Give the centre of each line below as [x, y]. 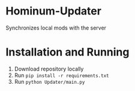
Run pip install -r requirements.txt [61, 75]
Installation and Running [67, 52]
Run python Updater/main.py [49, 81]
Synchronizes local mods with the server [56, 28]
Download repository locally [49, 69]
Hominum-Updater [53, 11]
